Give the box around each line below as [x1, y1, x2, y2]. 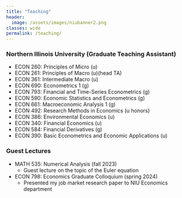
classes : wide [6, 25, 41, 31]
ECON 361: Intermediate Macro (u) [14, 76, 98, 83]
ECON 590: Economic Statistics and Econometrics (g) [14, 95, 145, 102]
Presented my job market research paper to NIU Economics [23, 179, 168, 186]
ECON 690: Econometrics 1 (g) [14, 82, 90, 89]
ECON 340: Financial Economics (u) [14, 120, 102, 127]
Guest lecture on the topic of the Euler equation [23, 166, 139, 174]
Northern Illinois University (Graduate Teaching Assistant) [6, 50, 177, 58]
